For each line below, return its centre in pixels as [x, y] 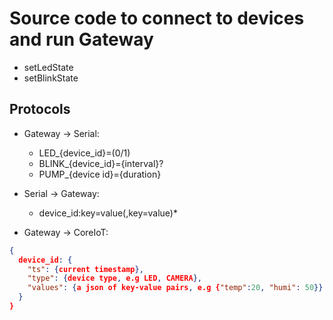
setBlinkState [51, 78]
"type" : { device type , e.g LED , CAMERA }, [114, 278]
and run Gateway [81, 39]
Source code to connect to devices [157, 18]
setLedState [48, 67]
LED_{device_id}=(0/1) [84, 153]
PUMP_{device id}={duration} [100, 174]
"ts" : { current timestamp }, [85, 269]
